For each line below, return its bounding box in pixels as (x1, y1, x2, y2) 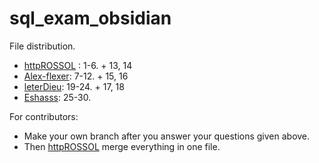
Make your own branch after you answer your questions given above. (23, 130, 311, 142)
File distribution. (9, 40, 76, 52)
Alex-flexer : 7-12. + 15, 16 (23, 70, 129, 82)
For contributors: (9, 110, 79, 122)
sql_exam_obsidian (9, 7, 172, 30)
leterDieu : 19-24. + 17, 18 (23, 80, 125, 92)
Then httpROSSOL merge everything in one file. (23, 140, 221, 152)
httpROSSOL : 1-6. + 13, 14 (23, 59, 133, 71)
